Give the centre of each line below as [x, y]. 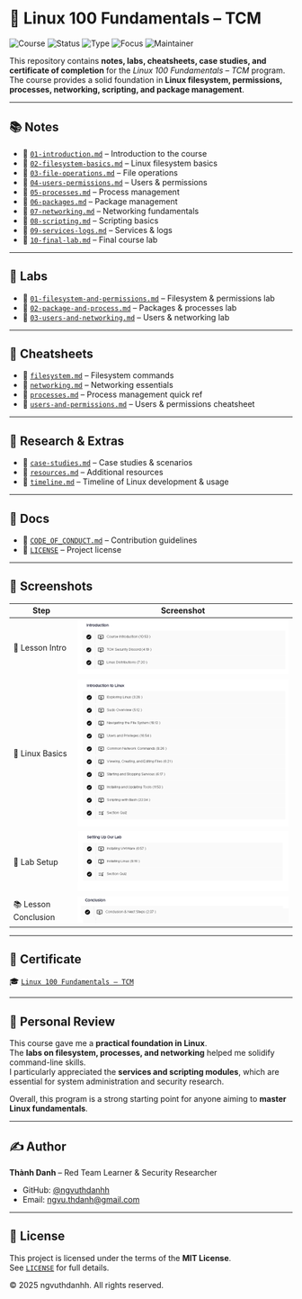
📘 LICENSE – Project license [72, 550]
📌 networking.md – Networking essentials [98, 385]
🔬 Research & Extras [67, 441]
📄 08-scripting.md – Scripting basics [90, 221]
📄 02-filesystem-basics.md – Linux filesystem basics [120, 163]
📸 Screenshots [51, 586]
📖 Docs [29, 518]
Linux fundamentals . [49, 1109]
